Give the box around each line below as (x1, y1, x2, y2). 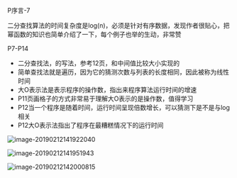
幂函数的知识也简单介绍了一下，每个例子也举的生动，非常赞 (7, 30, 182, 38)
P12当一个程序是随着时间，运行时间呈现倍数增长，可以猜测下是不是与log (17, 104, 231, 111)
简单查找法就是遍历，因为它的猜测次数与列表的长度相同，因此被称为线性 (17, 68, 229, 76)
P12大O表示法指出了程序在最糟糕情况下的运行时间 (17, 121, 164, 129)
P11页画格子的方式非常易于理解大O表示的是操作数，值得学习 (17, 94, 194, 103)
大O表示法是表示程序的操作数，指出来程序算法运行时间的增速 (17, 86, 197, 94)
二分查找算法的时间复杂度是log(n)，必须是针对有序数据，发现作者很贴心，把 (7, 21, 230, 30)
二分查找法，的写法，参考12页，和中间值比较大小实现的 (17, 59, 180, 67)
